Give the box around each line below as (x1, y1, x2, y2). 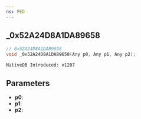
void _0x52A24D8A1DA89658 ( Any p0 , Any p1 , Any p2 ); (6, 51, 136, 58)
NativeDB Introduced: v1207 (6, 62, 76, 68)
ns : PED (6, 8, 25, 15)
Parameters (6, 78, 50, 88)
